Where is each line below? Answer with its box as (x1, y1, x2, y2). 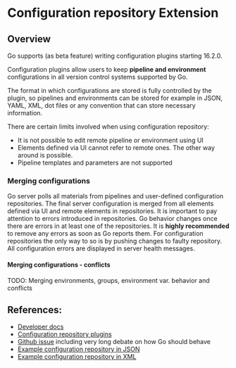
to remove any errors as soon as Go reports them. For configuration (7, 229, 204, 238)
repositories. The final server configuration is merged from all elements (7, 199, 214, 208)
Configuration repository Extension (7, 5, 219, 21)
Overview (7, 33, 51, 45)
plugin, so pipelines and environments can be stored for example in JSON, (7, 94, 223, 102)
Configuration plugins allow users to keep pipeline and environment (7, 65, 206, 73)
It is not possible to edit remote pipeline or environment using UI (17, 136, 204, 144)
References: (7, 304, 62, 316)
